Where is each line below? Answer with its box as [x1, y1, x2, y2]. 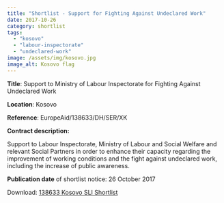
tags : [7, 29, 23, 36]
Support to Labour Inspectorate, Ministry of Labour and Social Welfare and [7, 139, 217, 148]
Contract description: [7, 126, 70, 135]
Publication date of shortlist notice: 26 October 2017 [7, 175, 156, 183]
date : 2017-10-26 [7, 16, 57, 23]
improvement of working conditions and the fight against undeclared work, [7, 154, 217, 163]
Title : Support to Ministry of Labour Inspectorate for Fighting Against [7, 79, 201, 87]
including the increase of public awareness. [7, 161, 130, 170]
